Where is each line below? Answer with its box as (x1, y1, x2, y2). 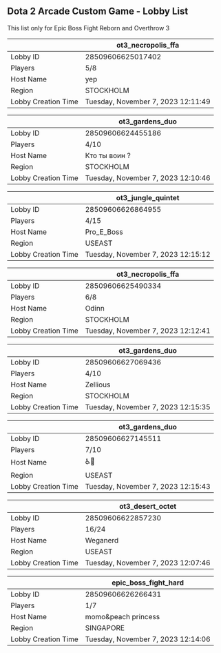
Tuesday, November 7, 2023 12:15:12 (85, 249, 211, 259)
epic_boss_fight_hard (111, 578, 185, 587)
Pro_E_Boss (85, 227, 123, 237)
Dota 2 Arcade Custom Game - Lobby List (7, 6, 189, 17)
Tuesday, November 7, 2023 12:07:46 (85, 558, 211, 567)
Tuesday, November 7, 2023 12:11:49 (85, 97, 211, 106)
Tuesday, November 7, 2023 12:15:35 (85, 402, 211, 411)
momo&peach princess (85, 612, 160, 621)
